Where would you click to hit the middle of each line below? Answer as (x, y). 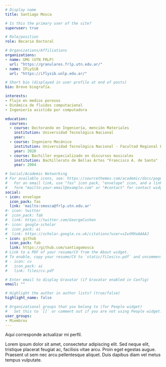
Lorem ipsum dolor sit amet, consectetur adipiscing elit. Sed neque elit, (77, 344)
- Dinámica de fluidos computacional (44, 105)
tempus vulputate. (23, 360)
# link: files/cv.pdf (30, 271)
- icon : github (21, 239)
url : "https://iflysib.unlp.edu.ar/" (48, 73)
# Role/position (22, 37)
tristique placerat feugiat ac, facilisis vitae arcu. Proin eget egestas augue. (81, 350)
